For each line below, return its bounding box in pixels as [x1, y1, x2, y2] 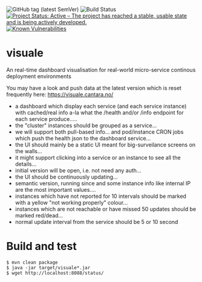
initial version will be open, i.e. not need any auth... [15, 166, 142, 174]
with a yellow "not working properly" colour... [15, 198, 128, 206]
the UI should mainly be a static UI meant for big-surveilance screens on [15, 141, 196, 148]
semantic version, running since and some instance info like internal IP [15, 179, 191, 187]
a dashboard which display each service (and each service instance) [15, 102, 187, 110]
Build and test [6, 240, 77, 254]
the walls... [15, 147, 42, 154]
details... [15, 160, 37, 168]
